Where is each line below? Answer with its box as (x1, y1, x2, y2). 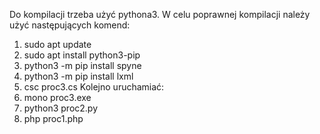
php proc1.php (23, 113, 84, 124)
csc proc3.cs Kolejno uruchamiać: (23, 81, 165, 93)
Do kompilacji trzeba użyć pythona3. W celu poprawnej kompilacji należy (9, 9, 311, 20)
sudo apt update (23, 39, 92, 50)
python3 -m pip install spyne (23, 60, 142, 71)
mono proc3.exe (23, 92, 92, 103)
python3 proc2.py (23, 102, 99, 114)
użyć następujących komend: (9, 19, 131, 31)
